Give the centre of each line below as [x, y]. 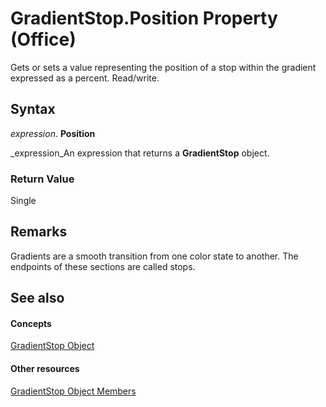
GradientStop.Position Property [144, 18]
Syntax [33, 109]
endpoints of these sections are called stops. [103, 266]
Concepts [31, 323]
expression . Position [53, 133]
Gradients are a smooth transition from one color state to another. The [154, 256]
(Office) [43, 39]
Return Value [42, 179]
